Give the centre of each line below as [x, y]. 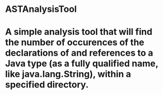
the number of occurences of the [75, 43]
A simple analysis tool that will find [79, 32]
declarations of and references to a [79, 53]
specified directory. [47, 85]
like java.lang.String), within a [68, 74]
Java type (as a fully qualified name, [82, 64]
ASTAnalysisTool [41, 9]
